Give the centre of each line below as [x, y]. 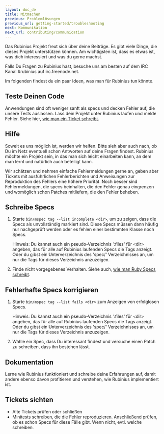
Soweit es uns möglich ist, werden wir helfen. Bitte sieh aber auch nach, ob [81, 146]
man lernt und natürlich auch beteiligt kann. [49, 161]
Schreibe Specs [30, 207]
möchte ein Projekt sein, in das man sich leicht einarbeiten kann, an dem [78, 156]
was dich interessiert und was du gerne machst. [54, 57]
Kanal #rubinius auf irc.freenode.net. [42, 71]
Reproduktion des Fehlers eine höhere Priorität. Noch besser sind [71, 181]
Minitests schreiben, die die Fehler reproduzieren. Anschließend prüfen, [85, 417]
